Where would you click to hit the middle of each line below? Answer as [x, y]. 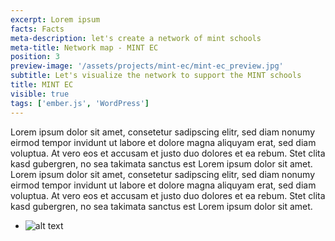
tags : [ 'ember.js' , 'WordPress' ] [80, 103]
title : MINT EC [42, 85]
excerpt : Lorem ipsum [55, 19]
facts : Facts [37, 29]
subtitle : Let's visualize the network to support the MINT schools [156, 76]
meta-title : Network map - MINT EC [84, 47]
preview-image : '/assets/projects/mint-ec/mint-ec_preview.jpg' [147, 66]
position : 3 [35, 57]
